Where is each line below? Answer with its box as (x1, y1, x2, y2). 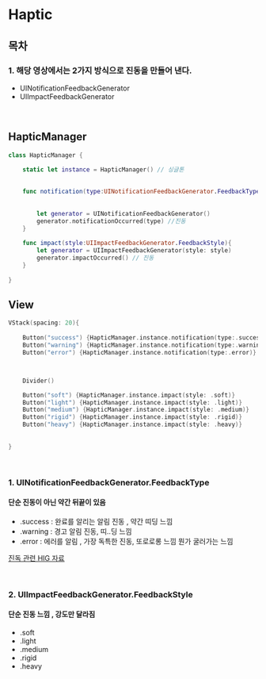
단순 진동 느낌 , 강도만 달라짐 (8, 609, 96, 620)
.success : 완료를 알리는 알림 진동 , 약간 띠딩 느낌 (19, 516, 173, 526)
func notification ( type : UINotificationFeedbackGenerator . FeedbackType (22, 188, 260, 196)
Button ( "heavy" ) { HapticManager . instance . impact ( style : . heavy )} (22, 420, 243, 429)
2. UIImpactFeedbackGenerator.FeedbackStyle (8, 589, 193, 600)
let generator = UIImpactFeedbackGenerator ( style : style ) (36, 247, 232, 255)
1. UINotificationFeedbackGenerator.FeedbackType (8, 477, 210, 488)
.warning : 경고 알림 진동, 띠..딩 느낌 (19, 526, 132, 536)
